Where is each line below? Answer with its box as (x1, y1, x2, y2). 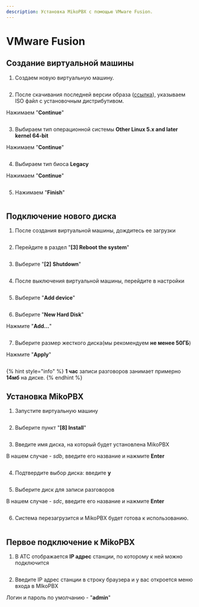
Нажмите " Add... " (6, 323, 52, 330)
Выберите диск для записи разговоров (14, 486, 115, 493)
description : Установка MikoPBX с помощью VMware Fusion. (6, 8, 153, 15)
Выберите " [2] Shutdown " (14, 260, 82, 268)
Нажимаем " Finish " (14, 189, 66, 196)
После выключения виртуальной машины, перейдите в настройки (14, 277, 185, 284)
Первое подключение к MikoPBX (6, 537, 135, 547)
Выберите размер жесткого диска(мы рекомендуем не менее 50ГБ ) (14, 339, 191, 347)
